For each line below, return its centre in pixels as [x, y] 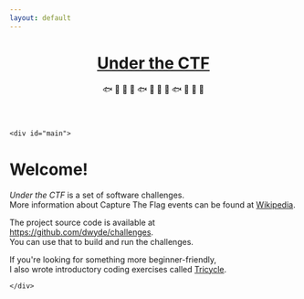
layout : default [40, 18]
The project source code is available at [82, 222]
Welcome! [49, 169]
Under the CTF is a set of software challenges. [97, 195]
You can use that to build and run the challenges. [102, 241]
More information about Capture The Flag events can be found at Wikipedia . [152, 204]
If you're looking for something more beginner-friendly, [113, 259]
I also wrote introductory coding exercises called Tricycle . [118, 269]
